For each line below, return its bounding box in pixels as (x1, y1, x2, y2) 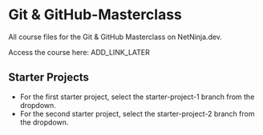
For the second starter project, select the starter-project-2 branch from (19, 109, 255, 118)
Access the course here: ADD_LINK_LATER (8, 47, 151, 57)
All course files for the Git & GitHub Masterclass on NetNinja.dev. (8, 32, 223, 42)
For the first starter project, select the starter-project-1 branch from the (19, 92, 255, 101)
